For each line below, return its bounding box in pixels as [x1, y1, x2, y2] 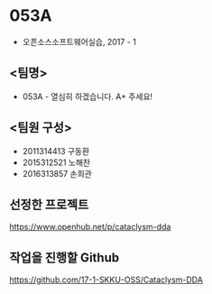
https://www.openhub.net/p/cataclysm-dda [9, 222, 171, 233]
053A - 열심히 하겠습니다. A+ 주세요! [22, 91, 153, 102]
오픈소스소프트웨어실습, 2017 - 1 [22, 36, 137, 47]
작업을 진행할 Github [9, 250, 120, 265]
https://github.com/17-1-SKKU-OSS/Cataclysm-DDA [9, 274, 203, 285]
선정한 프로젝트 [9, 197, 89, 212]
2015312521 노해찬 [22, 157, 91, 168]
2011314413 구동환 [22, 145, 90, 156]
